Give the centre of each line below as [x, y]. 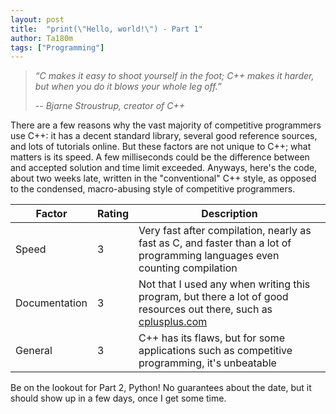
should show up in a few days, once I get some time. [118, 398]
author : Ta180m [42, 38]
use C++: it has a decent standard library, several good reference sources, [164, 136]
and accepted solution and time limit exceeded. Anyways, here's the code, [164, 168]
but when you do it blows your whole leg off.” [128, 87]
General [34, 351]
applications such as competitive [215, 351]
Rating [113, 214]
